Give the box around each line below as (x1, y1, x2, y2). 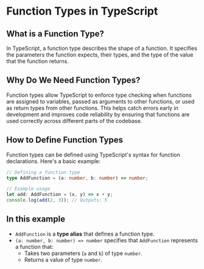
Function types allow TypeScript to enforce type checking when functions (6, 91, 192, 99)
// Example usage (6, 186, 51, 192)
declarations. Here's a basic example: (6, 157, 101, 165)
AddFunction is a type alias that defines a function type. (15, 230, 155, 237)
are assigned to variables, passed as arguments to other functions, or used (6, 97, 195, 105)
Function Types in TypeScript (6, 4, 158, 18)
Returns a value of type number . (24, 256, 102, 263)
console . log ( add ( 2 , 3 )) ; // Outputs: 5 (6, 197, 108, 203)
